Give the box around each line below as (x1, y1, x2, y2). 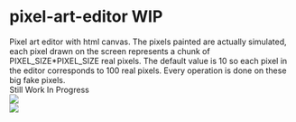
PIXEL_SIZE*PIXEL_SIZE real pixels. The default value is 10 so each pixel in (9, 55, 288, 66)
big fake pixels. (9, 74, 66, 85)
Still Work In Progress (9, 84, 90, 95)
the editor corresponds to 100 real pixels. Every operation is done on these (9, 65, 287, 76)
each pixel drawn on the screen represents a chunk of (9, 45, 210, 56)
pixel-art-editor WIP (9, 6, 163, 27)
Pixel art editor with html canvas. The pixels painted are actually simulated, (9, 36, 287, 47)
